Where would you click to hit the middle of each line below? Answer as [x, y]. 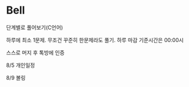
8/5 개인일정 [21, 65]
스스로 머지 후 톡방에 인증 [36, 52]
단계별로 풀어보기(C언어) [35, 27]
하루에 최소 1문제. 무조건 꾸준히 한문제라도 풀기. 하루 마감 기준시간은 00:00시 [95, 40]
